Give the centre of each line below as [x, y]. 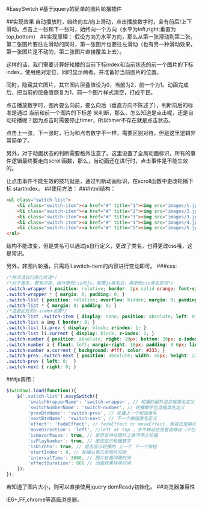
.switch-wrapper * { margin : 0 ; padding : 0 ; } [66, 294]
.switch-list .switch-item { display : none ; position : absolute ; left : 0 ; [102, 317]
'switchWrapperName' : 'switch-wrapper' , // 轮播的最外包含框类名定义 [111, 402]
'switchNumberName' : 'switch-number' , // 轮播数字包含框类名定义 [106, 407]
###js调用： [21, 379]
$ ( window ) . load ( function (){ [41, 390]
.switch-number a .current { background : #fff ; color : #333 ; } [86, 350]
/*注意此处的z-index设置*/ [37, 311]
